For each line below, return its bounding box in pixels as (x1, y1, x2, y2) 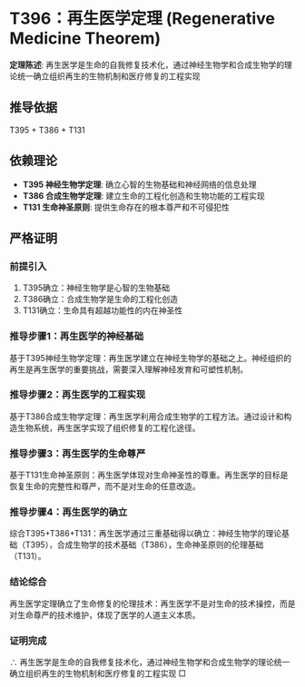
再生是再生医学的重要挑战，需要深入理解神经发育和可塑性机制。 (9, 364, 248, 375)
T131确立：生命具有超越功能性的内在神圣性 (22, 305, 183, 316)
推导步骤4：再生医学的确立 (9, 505, 128, 518)
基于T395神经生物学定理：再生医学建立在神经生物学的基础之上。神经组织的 (9, 352, 292, 363)
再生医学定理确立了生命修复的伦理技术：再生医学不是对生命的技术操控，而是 (9, 598, 296, 609)
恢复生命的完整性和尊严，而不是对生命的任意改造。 (9, 481, 201, 492)
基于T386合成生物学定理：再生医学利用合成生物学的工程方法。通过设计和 (9, 410, 284, 422)
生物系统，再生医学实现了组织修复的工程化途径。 (16, 422, 201, 433)
